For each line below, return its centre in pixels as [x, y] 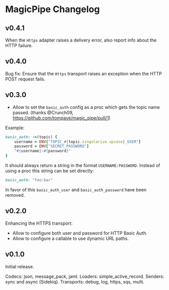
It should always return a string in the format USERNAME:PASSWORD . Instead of [83, 165]
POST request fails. [25, 79]
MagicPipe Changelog [52, 9]
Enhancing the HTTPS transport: [39, 223]
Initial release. [20, 266]
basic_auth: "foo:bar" [29, 180]
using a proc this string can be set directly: [50, 171]
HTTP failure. [19, 46]
